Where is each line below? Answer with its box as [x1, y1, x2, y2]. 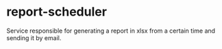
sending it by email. [6, 33, 62, 42]
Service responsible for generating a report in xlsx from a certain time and [6, 27, 216, 35]
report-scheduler [6, 4, 108, 20]
